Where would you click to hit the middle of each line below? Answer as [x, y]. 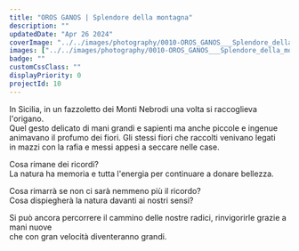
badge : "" [28, 59]
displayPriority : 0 [45, 76]
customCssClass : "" [45, 68]
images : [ [28, 51]
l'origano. [27, 118]
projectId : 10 [36, 84]
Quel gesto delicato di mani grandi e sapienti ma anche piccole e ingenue [144, 128]
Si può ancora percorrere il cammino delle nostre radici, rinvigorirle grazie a [148, 217]
